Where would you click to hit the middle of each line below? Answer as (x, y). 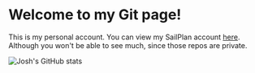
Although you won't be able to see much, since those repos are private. (128, 45)
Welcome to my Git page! (95, 15)
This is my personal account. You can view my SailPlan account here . (124, 37)
